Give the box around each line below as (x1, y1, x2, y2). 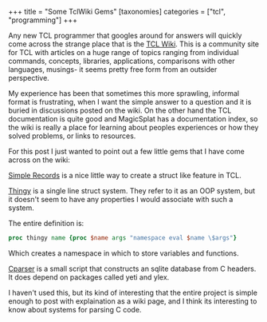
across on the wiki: (8, 155, 70, 165)
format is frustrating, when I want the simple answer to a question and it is (8, 97, 252, 106)
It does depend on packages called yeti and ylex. (8, 272, 170, 282)
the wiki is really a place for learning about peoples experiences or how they (8, 123, 259, 132)
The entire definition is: (8, 219, 84, 228)
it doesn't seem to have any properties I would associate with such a (8, 195, 234, 204)
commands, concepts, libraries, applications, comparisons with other (8, 56, 235, 66)
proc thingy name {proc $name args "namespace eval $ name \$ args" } (8, 234, 238, 242)
